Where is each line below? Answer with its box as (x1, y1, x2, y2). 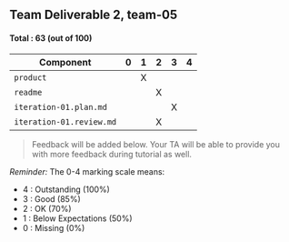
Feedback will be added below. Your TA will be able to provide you (31, 138, 280, 149)
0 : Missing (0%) (22, 222, 85, 233)
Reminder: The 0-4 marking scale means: (9, 166, 165, 176)
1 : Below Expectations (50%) (22, 213, 134, 224)
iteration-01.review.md (14, 116, 117, 126)
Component (39, 55, 92, 68)
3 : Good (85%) (22, 193, 82, 204)
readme (14, 86, 43, 97)
